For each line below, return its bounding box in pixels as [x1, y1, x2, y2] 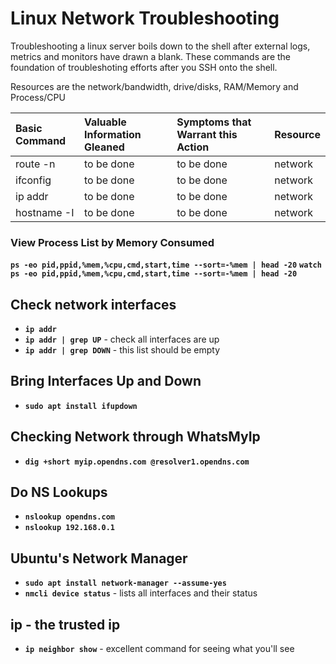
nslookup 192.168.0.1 [24, 523, 115, 533]
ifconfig [15, 173, 52, 187]
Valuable [83, 115, 127, 129]
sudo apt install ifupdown [24, 401, 138, 411]
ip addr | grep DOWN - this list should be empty [24, 344, 221, 356]
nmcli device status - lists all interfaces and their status [24, 587, 258, 599]
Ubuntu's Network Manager [10, 550, 188, 567]
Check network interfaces [10, 296, 177, 313]
